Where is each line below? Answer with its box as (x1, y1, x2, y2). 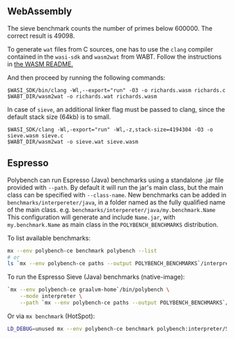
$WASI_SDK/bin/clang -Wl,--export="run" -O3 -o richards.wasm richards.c (7, 86, 226, 93)
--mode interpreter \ (19, 293, 82, 300)
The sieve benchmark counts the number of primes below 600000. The (7, 24, 212, 32)
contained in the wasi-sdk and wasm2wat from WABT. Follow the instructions (7, 52, 222, 61)
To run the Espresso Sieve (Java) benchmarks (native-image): (7, 273, 185, 281)
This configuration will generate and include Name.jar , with (7, 213, 175, 221)
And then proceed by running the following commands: (7, 73, 166, 82)
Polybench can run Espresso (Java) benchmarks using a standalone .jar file (7, 176, 224, 184)
